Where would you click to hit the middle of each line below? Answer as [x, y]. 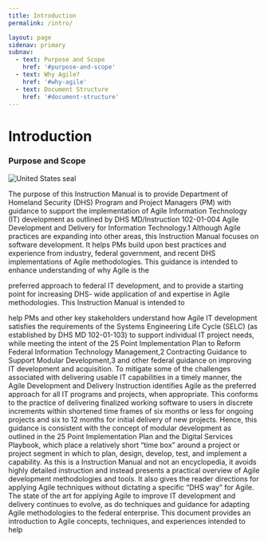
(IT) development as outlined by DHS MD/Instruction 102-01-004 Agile [124, 219]
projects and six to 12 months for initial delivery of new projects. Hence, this [133, 419]
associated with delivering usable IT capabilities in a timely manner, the [125, 377]
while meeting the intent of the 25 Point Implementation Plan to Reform [124, 343]
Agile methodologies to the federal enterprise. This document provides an [130, 513]
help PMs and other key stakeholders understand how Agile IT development [133, 318]
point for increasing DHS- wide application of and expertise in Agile [119, 294]
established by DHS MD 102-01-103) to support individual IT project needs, [131, 335]
